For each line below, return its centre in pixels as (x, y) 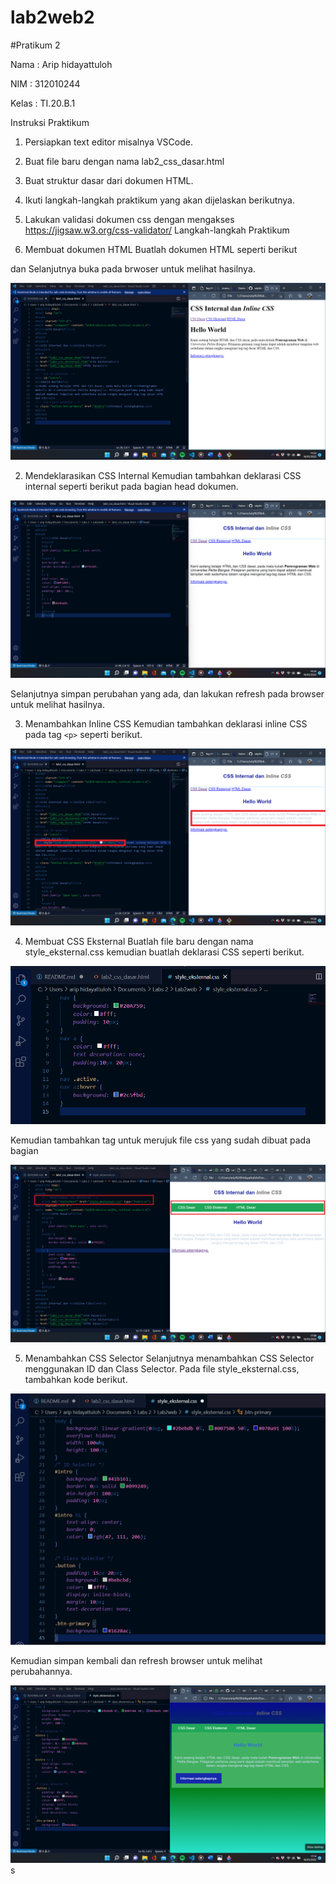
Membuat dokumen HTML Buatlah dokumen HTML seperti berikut (161, 249)
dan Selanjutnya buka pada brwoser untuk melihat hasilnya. (133, 268)
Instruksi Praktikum (50, 122)
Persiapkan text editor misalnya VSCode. (108, 142)
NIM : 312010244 (45, 83)
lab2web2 (52, 17)
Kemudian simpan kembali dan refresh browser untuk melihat (136, 1661)
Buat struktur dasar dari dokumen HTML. (109, 180)
